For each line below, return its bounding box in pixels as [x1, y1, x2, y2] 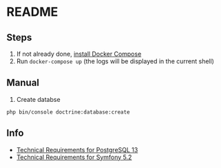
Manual [6, 77, 39, 89]
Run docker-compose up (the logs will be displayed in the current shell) [16, 57, 215, 65]
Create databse [16, 95, 61, 103]
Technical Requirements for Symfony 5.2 [16, 153, 132, 161]
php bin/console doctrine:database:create [6, 108, 130, 116]
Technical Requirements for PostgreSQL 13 [16, 145, 138, 154]
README [6, 4, 59, 20]
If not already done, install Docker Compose [16, 50, 142, 58]
